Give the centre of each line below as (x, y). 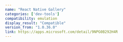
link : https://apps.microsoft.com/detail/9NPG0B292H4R (61, 32)
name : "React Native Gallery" (36, 9)
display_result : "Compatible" (36, 23)
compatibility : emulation (31, 18)
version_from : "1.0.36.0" (31, 28)
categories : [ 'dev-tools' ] (32, 14)
